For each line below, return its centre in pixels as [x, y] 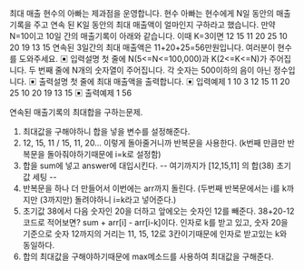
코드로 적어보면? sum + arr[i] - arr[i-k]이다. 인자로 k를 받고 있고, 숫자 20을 [155, 222]
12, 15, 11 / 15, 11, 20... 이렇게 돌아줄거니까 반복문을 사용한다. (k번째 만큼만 [154, 143]
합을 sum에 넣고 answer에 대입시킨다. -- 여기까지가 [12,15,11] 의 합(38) [148, 165]
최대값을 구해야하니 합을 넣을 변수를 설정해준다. [106, 131]
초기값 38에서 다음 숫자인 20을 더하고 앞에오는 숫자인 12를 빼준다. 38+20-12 [158, 211]
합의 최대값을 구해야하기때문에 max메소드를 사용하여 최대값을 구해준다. [148, 256]
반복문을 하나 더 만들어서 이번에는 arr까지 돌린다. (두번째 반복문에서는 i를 [151, 188]
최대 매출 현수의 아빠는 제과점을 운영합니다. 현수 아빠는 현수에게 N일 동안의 [142, 13]
